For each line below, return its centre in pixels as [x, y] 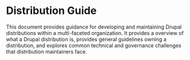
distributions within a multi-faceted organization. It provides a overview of [95, 33]
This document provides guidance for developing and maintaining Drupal [94, 27]
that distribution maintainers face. [47, 51]
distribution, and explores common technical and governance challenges [94, 45]
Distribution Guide [51, 11]
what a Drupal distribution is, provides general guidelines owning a [86, 39]
